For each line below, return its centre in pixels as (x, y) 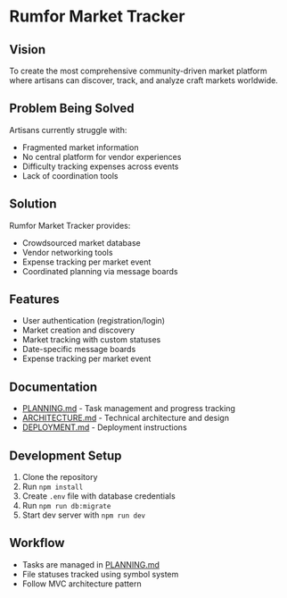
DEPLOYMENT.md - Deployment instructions (104, 427)
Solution (33, 204)
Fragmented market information (80, 147)
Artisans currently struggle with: (68, 130)
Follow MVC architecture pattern (82, 584)
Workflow (37, 543)
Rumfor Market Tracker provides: (70, 225)
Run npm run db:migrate (66, 506)
